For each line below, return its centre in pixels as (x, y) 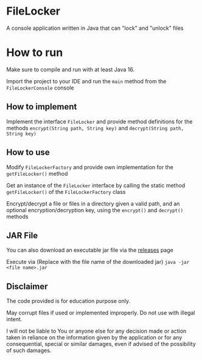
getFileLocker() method (37, 173)
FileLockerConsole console (40, 88)
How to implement (42, 107)
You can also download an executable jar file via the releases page (90, 250)
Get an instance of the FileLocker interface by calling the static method (96, 185)
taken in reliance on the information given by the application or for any (94, 337)
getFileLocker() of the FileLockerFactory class (66, 192)
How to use (28, 152)
